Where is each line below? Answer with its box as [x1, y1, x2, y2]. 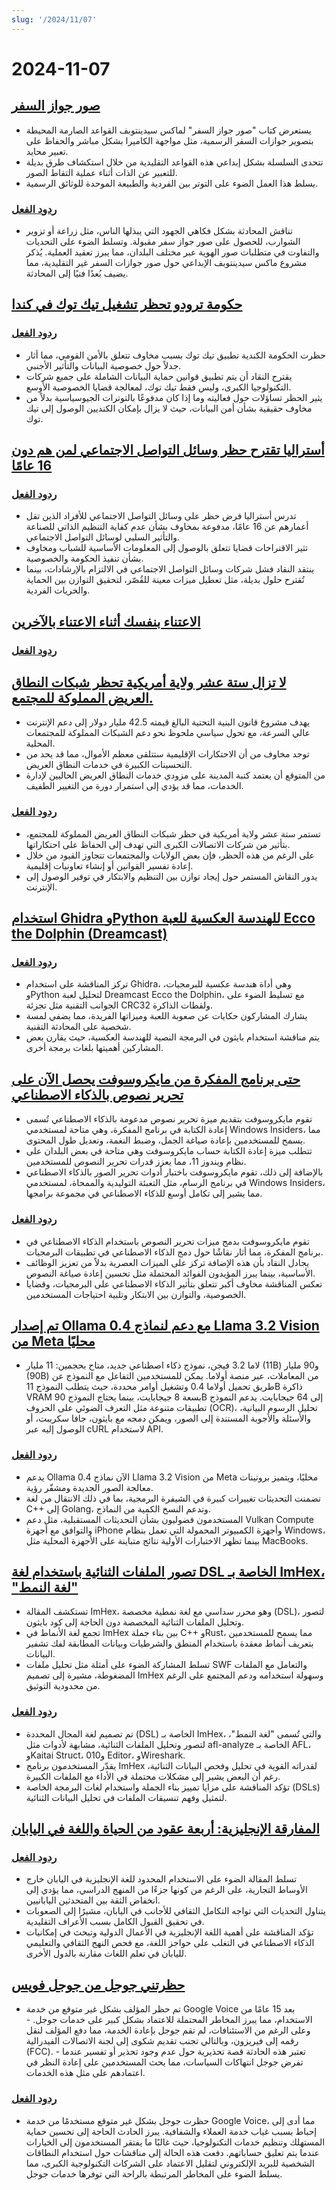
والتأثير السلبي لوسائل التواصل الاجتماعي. [25, 531, 181, 543]
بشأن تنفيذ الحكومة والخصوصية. [25, 552, 144, 565]
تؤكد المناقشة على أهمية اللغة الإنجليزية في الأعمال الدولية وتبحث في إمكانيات [25, 1926, 314, 1938]
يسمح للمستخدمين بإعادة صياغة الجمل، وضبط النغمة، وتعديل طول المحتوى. [25, 1134, 306, 1146]
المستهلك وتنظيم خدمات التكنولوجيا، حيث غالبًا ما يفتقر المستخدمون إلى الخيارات [25, 2136, 326, 2148]
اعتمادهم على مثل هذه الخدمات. [25, 2067, 146, 2079]
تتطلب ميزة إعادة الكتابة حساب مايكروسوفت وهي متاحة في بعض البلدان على [25, 1145, 313, 1157]
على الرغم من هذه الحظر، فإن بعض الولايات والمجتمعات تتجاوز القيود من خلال [25, 849, 315, 861]
